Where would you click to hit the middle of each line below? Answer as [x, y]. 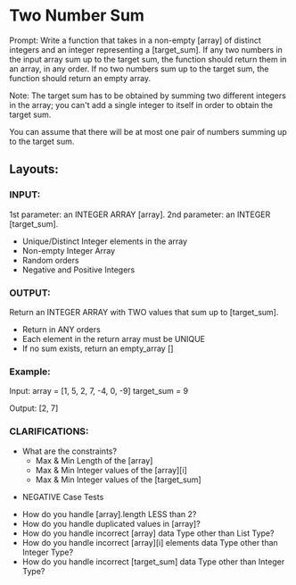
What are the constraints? [70, 451]
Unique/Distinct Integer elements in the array [105, 241]
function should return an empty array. [80, 78]
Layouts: [34, 169]
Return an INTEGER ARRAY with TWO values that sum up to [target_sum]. [144, 312]
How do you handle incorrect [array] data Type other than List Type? [148, 533]
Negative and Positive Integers [78, 270]
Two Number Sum [77, 16]
